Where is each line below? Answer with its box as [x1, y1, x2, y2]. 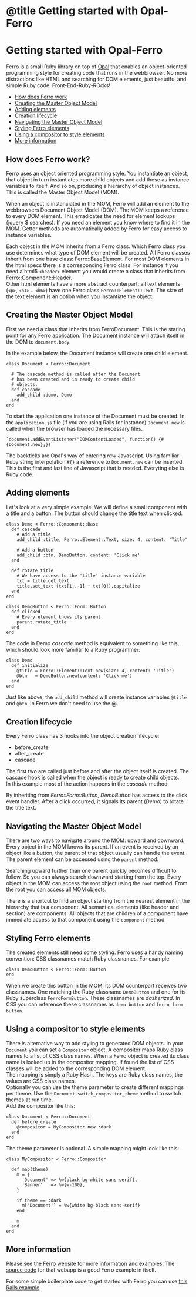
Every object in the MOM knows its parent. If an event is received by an [6, 843, 178, 850]
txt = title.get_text [16, 577, 69, 584]
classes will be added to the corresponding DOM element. [6, 1065, 147, 1072]
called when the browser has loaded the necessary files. [6, 425, 143, 432]
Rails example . [6, 1283, 41, 1291]
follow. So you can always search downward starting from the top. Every [6, 873, 181, 880]
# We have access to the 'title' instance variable [16, 573, 146, 579]
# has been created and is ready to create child [11, 376, 135, 382]
